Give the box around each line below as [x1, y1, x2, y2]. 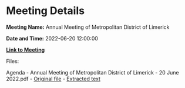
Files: [6, 57, 19, 65]
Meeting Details [6, 4, 85, 18]
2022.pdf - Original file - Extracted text [6, 75, 101, 82]
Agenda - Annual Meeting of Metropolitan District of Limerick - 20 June [6, 69, 179, 76]
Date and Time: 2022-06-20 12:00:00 [6, 35, 99, 42]
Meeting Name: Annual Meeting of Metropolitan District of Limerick [6, 23, 170, 31]
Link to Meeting [6, 46, 45, 53]
